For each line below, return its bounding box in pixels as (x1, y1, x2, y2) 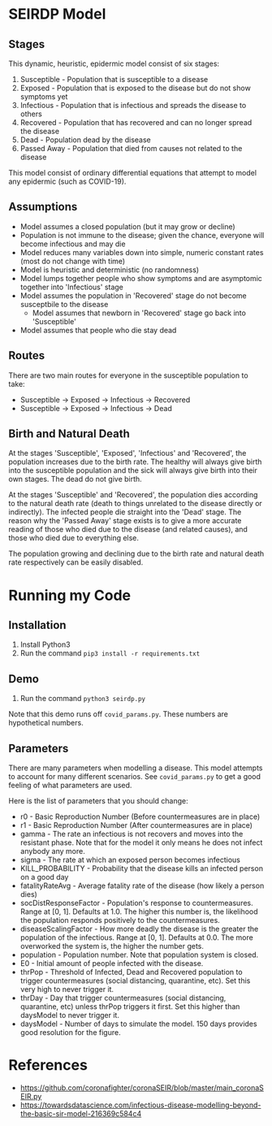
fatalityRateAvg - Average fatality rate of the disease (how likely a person (19, 881, 265, 890)
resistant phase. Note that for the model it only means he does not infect (19, 838, 263, 847)
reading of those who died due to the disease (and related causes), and (8, 525, 248, 535)
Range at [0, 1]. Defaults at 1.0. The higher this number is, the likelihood (19, 907, 258, 916)
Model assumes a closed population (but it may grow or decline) (19, 221, 235, 232)
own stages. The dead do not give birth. (8, 474, 142, 484)
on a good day (19, 873, 69, 882)
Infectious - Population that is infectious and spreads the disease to (19, 101, 247, 110)
